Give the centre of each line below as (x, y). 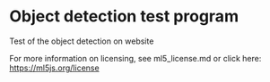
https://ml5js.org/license (55, 68)
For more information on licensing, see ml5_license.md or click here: (135, 58)
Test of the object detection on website (82, 41)
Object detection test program (124, 16)
